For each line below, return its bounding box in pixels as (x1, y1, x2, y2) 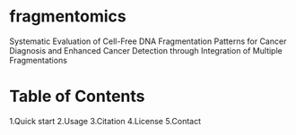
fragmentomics (9, 6, 127, 27)
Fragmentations (9, 55, 67, 65)
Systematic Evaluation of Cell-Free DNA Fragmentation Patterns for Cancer (9, 36, 287, 46)
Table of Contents (9, 87, 145, 106)
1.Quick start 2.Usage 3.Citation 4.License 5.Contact (9, 115, 202, 126)
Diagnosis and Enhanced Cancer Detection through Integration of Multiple (9, 45, 283, 55)
